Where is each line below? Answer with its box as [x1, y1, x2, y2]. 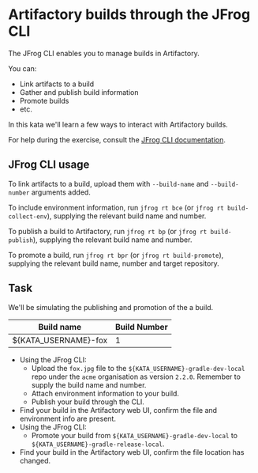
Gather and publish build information [19, 87, 140, 96]
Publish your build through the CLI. [31, 397, 144, 407]
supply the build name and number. [31, 380, 147, 389]
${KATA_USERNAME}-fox [12, 335, 108, 346]
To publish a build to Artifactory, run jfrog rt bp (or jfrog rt [8, 226, 208, 236]
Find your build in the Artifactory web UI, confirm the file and [19, 405, 218, 414]
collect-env [8, 212, 47, 221]
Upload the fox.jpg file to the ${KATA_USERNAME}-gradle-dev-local [31, 363, 245, 373]
